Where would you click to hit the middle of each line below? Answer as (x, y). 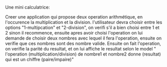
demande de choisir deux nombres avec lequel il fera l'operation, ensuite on (83, 38)
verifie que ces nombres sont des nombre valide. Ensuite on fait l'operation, (83, 43)
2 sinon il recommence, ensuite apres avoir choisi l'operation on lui (74, 33)
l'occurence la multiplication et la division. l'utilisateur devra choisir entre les (84, 22)
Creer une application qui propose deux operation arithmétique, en (74, 17)
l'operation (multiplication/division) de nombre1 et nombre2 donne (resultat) (83, 54)
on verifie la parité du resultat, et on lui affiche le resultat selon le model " (81, 49)
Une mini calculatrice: (27, 7)
